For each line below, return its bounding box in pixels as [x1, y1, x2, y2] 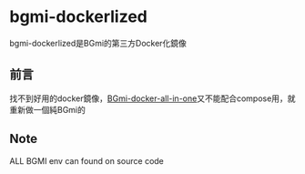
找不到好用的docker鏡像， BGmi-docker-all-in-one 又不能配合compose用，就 [9, 93, 296, 104]
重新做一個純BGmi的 [9, 104, 86, 115]
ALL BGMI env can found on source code [9, 155, 164, 166]
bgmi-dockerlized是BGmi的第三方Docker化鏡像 [9, 37, 187, 48]
